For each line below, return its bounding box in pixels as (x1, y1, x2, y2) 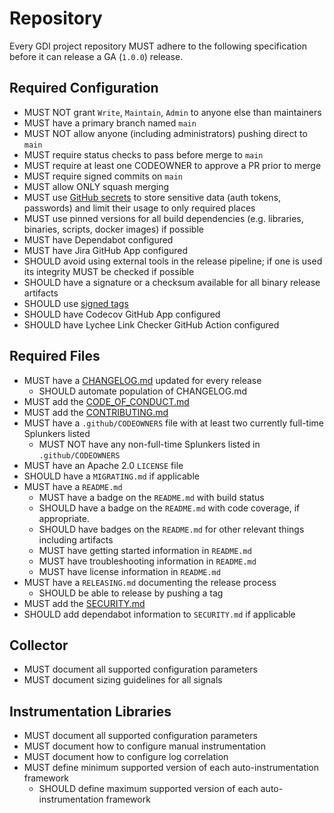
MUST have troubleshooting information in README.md (38, 555, 257, 567)
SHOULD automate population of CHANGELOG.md (38, 385, 248, 397)
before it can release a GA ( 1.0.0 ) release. (9, 50, 184, 62)
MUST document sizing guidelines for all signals (23, 674, 223, 686)
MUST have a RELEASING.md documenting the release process (23, 576, 277, 588)
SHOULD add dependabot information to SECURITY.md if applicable (23, 608, 296, 620)
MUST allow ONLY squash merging (23, 180, 170, 192)
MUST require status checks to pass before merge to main (23, 148, 264, 161)
